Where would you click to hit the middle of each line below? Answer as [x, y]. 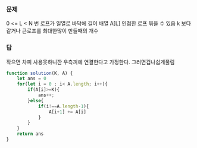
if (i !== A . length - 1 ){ [63, 106]
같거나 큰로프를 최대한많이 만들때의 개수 [52, 31]
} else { [36, 100]
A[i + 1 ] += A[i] [67, 112]
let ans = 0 [32, 78]
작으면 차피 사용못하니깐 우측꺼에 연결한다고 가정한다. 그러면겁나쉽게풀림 [90, 62]
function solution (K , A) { [40, 73]
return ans [30, 134]
